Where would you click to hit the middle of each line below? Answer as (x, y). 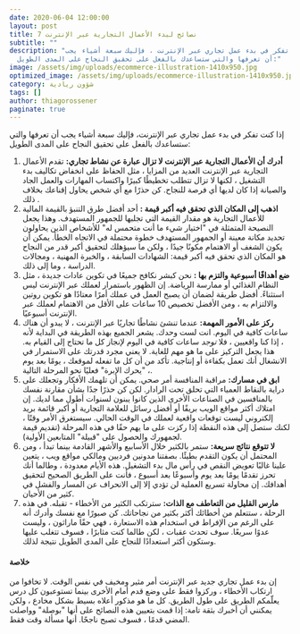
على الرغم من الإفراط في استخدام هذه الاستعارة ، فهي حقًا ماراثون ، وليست (148, 522)
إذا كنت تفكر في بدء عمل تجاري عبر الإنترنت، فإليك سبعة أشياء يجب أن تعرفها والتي (147, 134)
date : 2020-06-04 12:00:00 (59, 17)
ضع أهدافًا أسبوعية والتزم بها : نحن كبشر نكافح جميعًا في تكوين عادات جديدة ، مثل (156, 275)
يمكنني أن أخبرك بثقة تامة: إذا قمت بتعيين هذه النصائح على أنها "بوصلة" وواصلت (141, 610)
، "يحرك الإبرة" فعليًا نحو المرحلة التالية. (87, 370)
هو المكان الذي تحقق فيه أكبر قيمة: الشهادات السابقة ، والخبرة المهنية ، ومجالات (154, 257)
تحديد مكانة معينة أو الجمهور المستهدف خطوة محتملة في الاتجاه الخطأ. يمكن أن (154, 237)
